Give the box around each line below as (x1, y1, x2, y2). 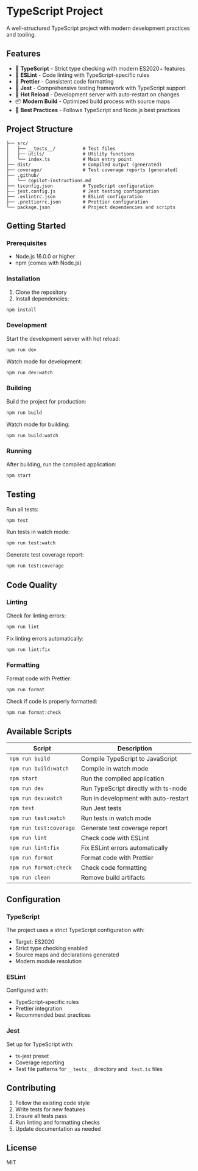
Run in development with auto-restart (80, 794, 189, 803)
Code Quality (6, 580, 57, 590)
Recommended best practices (15, 1011, 91, 1019)
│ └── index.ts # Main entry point (6, 156, 132, 162)
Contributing (6, 1083, 56, 1094)
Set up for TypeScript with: (6, 1041, 74, 1048)
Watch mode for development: (6, 358, 83, 365)
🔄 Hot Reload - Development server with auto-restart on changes (15, 90, 180, 98)
